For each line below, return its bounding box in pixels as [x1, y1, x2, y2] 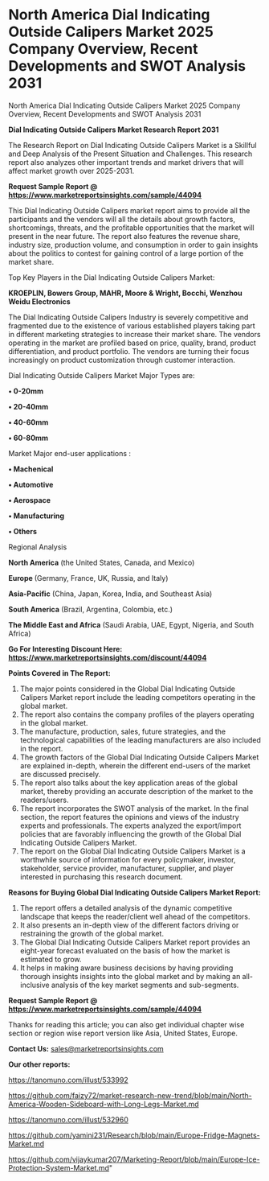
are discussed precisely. [19, 769, 101, 779]
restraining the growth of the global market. [19, 928, 165, 938]
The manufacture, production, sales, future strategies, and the [19, 726, 226, 736]
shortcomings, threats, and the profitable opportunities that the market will [8, 223, 255, 232]
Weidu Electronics [8, 296, 71, 307]
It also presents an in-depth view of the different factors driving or [19, 920, 239, 930]
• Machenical [8, 464, 54, 474]
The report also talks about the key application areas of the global [19, 778, 238, 788]
